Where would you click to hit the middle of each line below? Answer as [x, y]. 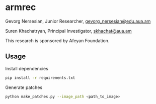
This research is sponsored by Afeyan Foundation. [57, 40]
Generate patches [24, 87]
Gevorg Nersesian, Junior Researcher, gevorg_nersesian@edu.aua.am [78, 21]
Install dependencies [27, 68]
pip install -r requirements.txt [40, 78]
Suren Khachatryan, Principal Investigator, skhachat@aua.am [68, 31]
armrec [21, 7]
